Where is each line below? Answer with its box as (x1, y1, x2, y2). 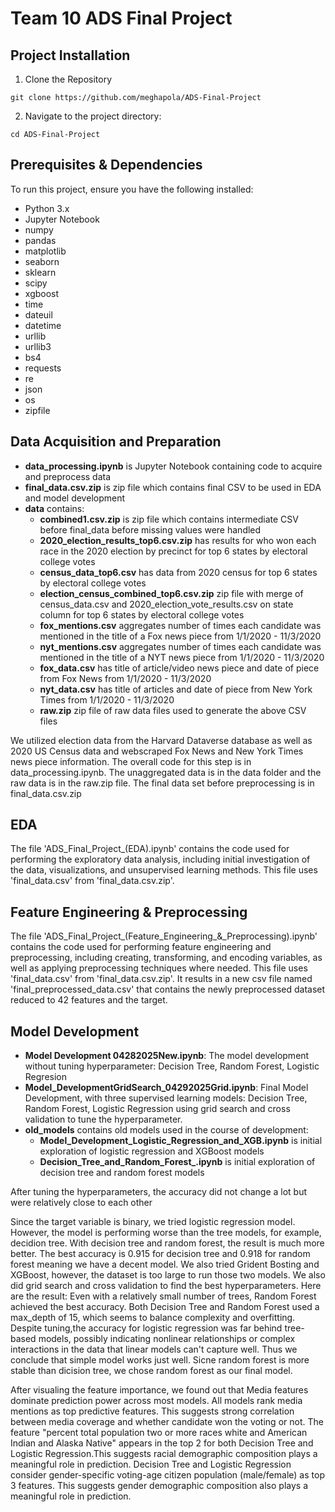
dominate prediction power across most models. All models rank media (10, 1395, 303, 1407)
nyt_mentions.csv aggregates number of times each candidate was (39, 640, 322, 652)
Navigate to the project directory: (24, 110, 162, 122)
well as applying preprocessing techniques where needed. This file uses (10, 962, 308, 974)
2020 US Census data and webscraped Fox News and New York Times (10, 745, 304, 757)
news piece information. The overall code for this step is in (10, 755, 252, 767)
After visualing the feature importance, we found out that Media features (10, 1384, 309, 1396)
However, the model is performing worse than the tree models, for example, (10, 1227, 322, 1239)
